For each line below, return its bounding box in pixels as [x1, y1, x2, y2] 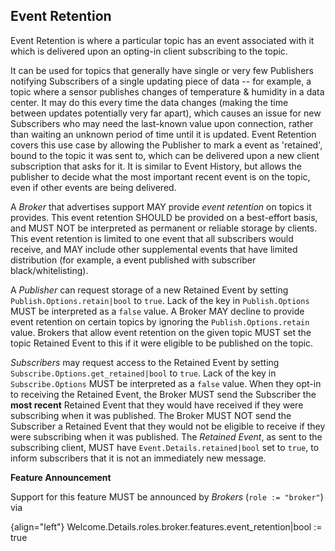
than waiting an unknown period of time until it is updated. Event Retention [10, 128, 317, 140]
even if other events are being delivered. [10, 181, 177, 193]
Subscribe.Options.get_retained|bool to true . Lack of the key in [10, 367, 277, 379]
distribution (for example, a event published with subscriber [10, 254, 257, 266]
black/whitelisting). [10, 264, 89, 276]
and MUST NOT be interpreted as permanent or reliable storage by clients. [10, 222, 318, 234]
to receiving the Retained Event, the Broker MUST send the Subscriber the [10, 388, 317, 400]
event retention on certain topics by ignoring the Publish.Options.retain [10, 315, 310, 328]
